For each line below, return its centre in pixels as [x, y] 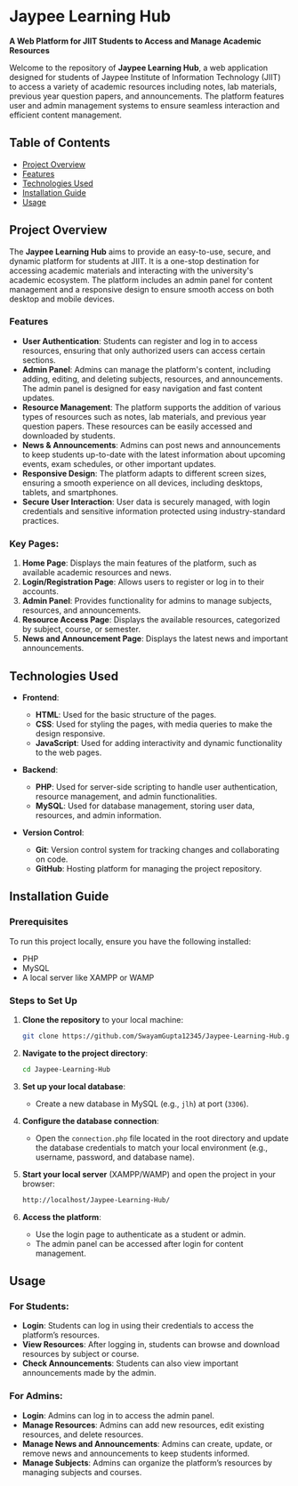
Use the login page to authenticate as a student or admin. [141, 1234]
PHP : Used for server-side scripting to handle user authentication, [157, 787]
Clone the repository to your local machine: [103, 1019]
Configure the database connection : [91, 1121]
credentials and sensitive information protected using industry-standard [153, 511]
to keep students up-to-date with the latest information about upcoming [154, 454]
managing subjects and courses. [82, 1472]
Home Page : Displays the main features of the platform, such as [139, 563]
